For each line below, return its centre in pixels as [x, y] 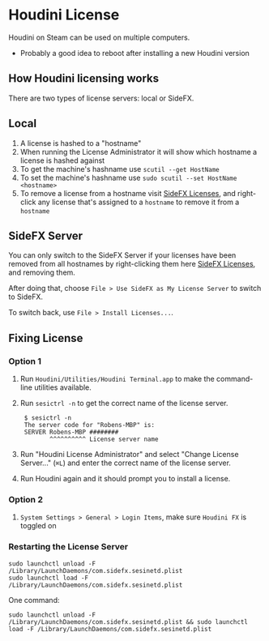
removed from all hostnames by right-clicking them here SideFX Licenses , [132, 264]
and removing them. [42, 272]
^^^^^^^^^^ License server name [104, 439]
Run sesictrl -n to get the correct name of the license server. [124, 404]
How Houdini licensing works [84, 79]
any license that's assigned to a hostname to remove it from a [139, 202]
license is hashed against [62, 160]
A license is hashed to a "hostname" [81, 143]
